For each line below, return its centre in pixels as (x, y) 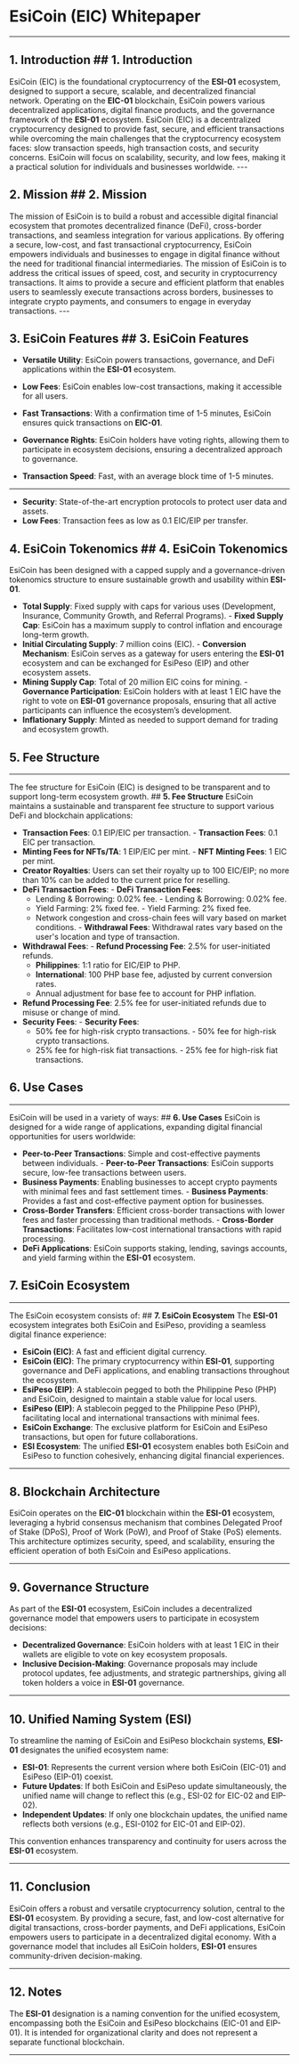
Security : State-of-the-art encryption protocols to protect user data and (154, 502)
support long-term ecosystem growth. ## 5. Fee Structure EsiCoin (131, 797)
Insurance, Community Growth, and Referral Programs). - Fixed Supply (153, 616)
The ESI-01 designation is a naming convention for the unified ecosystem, (145, 2013)
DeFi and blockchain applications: (71, 815)
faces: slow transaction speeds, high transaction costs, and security (134, 148)
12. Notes (36, 1992)
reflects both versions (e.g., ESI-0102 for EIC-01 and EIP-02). (133, 1824)
